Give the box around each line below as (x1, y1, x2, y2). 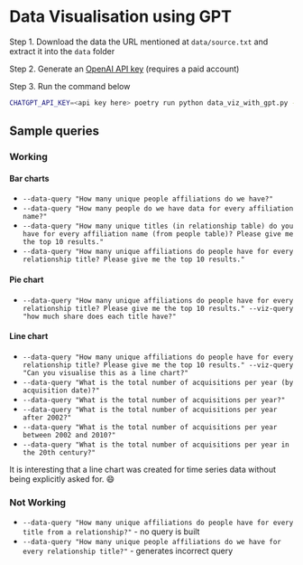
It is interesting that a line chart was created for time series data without (9, 464, 277, 475)
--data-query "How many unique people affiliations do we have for (22, 538, 281, 547)
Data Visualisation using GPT (9, 6, 233, 27)
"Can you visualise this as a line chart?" (22, 368, 189, 377)
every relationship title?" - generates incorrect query (22, 545, 234, 557)
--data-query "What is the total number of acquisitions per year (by (22, 378, 294, 387)
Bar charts (9, 173, 50, 184)
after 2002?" (22, 413, 72, 422)
